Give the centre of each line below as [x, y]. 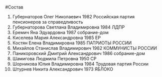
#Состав [14, 7]
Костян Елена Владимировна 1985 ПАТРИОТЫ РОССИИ [72, 43]
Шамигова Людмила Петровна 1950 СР [54, 58]
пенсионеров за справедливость [48, 22]
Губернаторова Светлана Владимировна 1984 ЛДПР [69, 27]
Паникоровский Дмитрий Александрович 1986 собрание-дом [79, 53]
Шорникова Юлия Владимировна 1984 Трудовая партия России [80, 64]
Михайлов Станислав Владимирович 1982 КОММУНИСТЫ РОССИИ [84, 48]
